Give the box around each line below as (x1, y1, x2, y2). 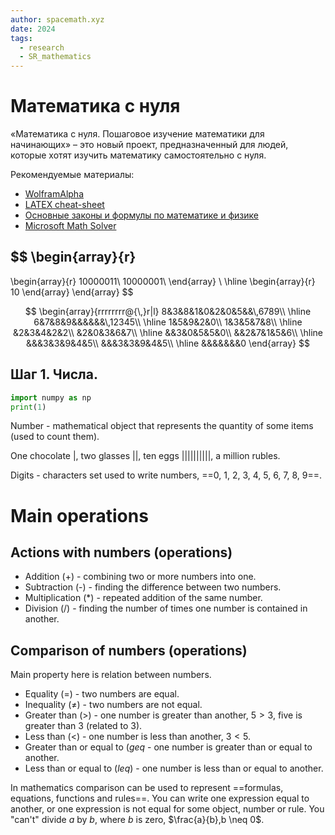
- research (19, 42, 65, 53)
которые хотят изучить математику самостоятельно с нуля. (10, 149, 267, 161)
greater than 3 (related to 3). (24, 720, 143, 732)
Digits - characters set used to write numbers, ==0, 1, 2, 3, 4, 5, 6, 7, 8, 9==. (10, 469, 323, 481)
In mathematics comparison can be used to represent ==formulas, (10, 782, 284, 794)
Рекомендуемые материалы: (10, 169, 135, 181)
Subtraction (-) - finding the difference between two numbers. (24, 581, 282, 593)
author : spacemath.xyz (10, 14, 105, 25)
